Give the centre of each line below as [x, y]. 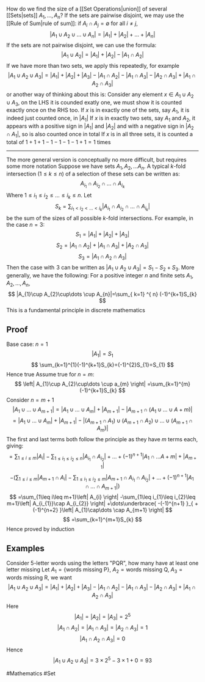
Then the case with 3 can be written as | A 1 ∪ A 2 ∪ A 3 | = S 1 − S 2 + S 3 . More [100, 268]
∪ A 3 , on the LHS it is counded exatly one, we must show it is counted [94, 103]
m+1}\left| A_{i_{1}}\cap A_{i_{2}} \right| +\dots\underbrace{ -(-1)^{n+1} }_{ [100, 504]
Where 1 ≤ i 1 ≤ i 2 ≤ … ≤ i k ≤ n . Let [49, 196]
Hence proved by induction [41, 529]
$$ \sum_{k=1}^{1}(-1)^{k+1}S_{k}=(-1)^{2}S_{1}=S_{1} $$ [103, 365]
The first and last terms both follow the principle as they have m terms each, [102, 439]
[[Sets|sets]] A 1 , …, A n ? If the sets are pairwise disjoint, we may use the [95, 16]
